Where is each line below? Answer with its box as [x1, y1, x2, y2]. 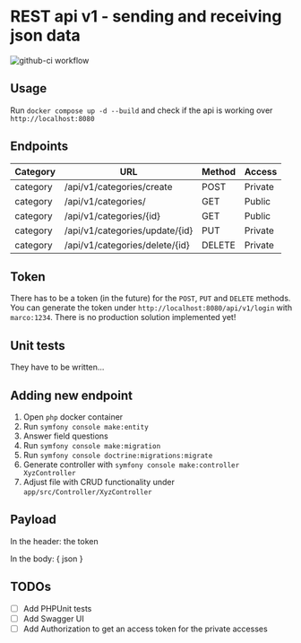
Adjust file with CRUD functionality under [22, 477, 176, 487]
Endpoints [10, 139, 69, 154]
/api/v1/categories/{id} [64, 209, 160, 222]
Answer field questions [22, 430, 108, 441]
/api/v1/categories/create [64, 180, 173, 193]
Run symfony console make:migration [22, 440, 161, 450]
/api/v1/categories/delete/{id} [64, 239, 191, 251]
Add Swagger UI [22, 613, 84, 624]
